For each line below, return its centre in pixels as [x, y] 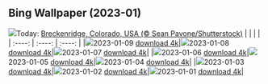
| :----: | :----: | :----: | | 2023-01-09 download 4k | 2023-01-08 [119, 42]
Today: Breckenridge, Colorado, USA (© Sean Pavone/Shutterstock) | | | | [138, 33]
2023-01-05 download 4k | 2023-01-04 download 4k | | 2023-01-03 [126, 62]
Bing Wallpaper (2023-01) [75, 13]
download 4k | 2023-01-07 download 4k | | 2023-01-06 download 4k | [129, 52]
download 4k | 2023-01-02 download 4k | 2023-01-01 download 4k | [126, 71]
